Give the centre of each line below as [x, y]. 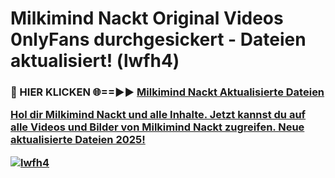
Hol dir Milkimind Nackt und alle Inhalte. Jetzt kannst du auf [158, 115]
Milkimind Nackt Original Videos [147, 18]
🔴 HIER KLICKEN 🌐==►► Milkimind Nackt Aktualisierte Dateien [167, 92]
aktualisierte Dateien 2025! [78, 140]
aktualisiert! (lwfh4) [95, 61]
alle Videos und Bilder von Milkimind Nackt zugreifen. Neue [157, 127]
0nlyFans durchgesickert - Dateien [158, 39]
